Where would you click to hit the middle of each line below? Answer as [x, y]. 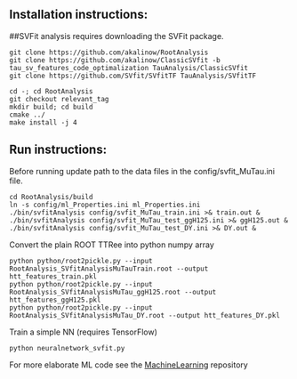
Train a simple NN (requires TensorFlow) [83, 332]
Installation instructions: [79, 15]
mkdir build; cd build [51, 107]
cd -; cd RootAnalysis [51, 91]
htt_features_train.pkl [53, 276]
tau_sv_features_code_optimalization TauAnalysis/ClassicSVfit [129, 68]
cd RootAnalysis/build [51, 197]
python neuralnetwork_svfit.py [67, 348]
